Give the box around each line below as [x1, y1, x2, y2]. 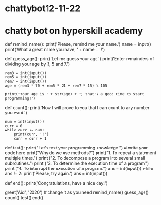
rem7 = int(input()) [5, 79, 47, 84]
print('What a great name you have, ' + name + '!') [5, 47, 105, 53]
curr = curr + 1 [14, 136, 47, 141]
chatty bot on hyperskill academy [5, 25, 143, 37]
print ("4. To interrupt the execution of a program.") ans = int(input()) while [5, 166, 154, 171]
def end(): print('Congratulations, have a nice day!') [5, 180, 108, 186]
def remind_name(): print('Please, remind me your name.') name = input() [5, 41, 151, 47]
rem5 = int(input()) [5, 75, 47, 80]
